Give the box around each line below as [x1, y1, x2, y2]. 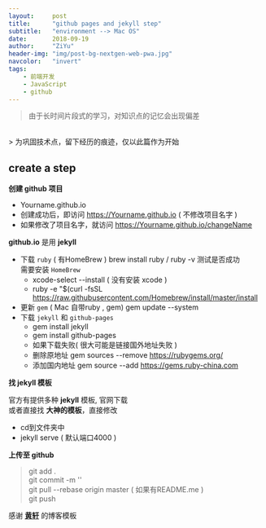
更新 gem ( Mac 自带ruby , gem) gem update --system [20, 302, 199, 312]
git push [28, 494, 56, 504]
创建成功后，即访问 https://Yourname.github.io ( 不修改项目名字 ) [20, 209, 238, 220]
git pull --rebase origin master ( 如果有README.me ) [28, 485, 204, 495]
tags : [8, 65, 27, 73]
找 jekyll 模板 [8, 378, 53, 388]
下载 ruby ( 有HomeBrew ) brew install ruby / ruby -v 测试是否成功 [20, 254, 240, 265]
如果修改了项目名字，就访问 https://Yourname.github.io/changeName [20, 220, 252, 230]
